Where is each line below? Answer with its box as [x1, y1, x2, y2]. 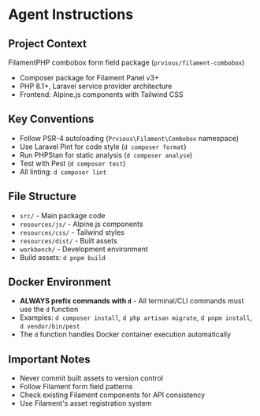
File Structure [8, 190, 76, 203]
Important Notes [8, 352, 91, 366]
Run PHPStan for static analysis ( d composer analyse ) [19, 150, 193, 159]
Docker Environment [8, 276, 112, 289]
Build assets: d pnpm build [19, 252, 106, 262]
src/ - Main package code [19, 210, 106, 220]
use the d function [19, 305, 79, 314]
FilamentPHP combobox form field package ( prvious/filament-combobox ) [8, 58, 245, 67]
